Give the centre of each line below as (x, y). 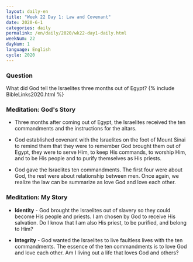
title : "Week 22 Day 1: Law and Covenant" (58, 17)
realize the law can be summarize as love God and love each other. (95, 182)
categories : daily (28, 28)
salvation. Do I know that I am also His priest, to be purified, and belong (101, 222)
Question (20, 75)
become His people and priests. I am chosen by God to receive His (95, 216)
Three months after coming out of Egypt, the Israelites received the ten (100, 122)
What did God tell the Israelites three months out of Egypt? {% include (90, 88)
